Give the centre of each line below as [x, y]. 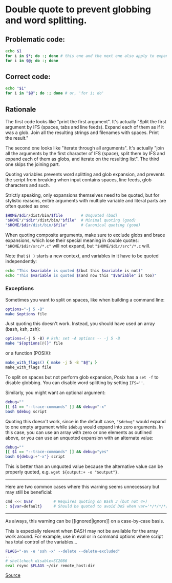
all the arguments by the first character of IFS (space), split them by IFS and [85, 153]
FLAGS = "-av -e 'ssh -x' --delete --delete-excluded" [63, 551]
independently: [21, 261]
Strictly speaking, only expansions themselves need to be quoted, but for [82, 195]
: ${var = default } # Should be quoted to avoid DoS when [71, 506]
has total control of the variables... [41, 542]
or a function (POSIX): [28, 353]
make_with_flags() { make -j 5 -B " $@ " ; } [51, 363]
